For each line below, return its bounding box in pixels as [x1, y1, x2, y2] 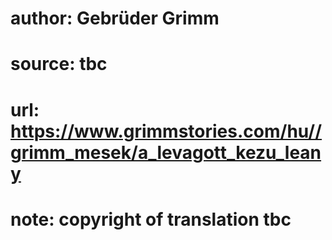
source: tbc [10, 53, 108, 76]
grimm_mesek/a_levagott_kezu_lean [10, 141, 322, 164]
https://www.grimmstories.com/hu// [10, 120, 323, 142]
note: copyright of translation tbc [10, 208, 292, 231]
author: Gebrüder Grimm [10, 7, 220, 30]
